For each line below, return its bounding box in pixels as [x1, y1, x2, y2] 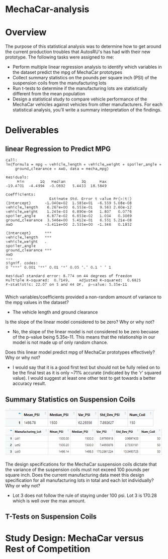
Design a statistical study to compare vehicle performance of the [12, 96, 147, 102]
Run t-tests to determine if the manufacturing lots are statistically [12, 85, 147, 91]
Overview [5, 27, 47, 38]
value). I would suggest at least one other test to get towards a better [12, 375, 156, 381]
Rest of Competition [5, 543, 91, 555]
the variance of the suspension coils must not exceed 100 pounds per [5, 466, 150, 473]
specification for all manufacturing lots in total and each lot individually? [5, 477, 154, 483]
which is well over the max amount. [12, 497, 86, 503]
